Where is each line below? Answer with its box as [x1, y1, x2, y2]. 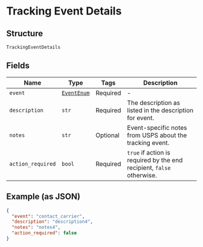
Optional [95, 131, 120, 140]
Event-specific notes [126, 123, 187, 132]
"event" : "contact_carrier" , [11, 213, 85, 219]
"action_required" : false [11, 230, 77, 236]
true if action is [126, 148, 170, 156]
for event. [126, 114, 155, 122]
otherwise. [126, 171, 157, 179]
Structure [6, 28, 43, 39]
